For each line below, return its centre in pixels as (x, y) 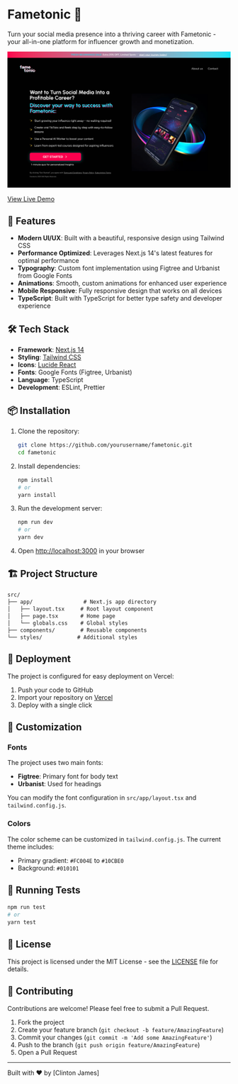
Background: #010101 (48, 868)
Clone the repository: (49, 431)
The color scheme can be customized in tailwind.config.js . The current (114, 839)
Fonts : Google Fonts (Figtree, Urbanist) (75, 372)
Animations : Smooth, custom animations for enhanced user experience (122, 284)
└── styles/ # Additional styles (73, 637)
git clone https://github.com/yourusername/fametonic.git (105, 445)
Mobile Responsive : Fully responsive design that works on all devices (120, 291)
